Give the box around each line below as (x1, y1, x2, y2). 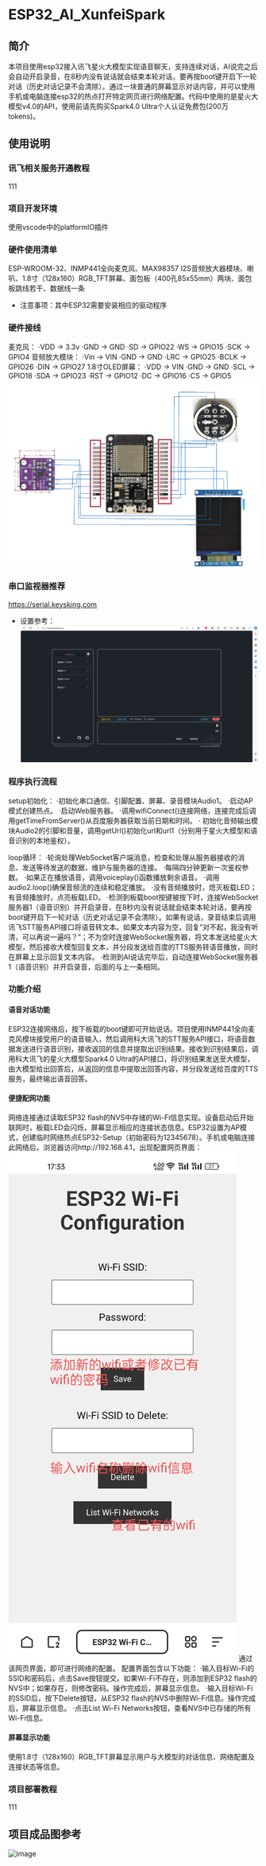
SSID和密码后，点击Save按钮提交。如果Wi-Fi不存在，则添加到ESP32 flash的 (8, 1673, 258, 1683)
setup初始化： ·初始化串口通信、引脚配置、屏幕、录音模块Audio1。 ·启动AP (8, 795, 254, 805)
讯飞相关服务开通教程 (8, 163, 90, 174)
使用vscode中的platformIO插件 (8, 222, 109, 231)
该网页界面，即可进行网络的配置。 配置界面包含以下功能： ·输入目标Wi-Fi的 (8, 1663, 255, 1673)
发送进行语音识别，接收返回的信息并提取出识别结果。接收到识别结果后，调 (14, 1044, 259, 1053)
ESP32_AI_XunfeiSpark (8, 6, 166, 24)
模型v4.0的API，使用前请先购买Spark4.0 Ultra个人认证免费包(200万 (8, 102, 229, 111)
